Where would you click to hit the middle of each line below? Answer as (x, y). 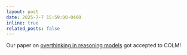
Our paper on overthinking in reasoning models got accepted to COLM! (93, 45)
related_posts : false (33, 28)
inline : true (22, 23)
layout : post (22, 12)
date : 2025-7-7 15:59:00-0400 (44, 17)
